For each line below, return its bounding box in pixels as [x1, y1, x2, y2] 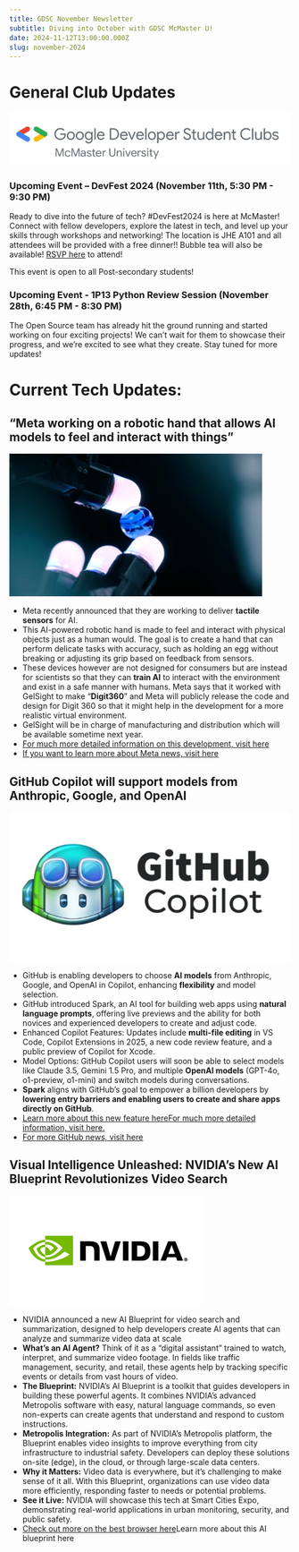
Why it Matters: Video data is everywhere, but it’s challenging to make [21, 1466, 283, 1477]
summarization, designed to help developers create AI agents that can [21, 1323, 281, 1334]
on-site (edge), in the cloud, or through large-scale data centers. [21, 1456, 261, 1467]
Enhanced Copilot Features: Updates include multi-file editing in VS [21, 1027, 274, 1037]
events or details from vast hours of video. [21, 1370, 179, 1382]
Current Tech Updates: [9, 380, 182, 400]
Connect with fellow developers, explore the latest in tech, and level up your [9, 220, 288, 231]
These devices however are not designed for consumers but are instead [21, 662, 287, 673]
